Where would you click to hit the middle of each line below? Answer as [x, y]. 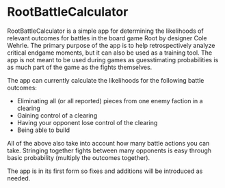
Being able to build [43, 130]
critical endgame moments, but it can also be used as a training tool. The [110, 53]
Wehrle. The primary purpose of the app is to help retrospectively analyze [111, 45]
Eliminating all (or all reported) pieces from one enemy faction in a [110, 100]
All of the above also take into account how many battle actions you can [108, 143]
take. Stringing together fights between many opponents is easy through [109, 150]
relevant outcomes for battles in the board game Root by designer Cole [107, 38]
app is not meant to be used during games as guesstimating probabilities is [113, 59]
